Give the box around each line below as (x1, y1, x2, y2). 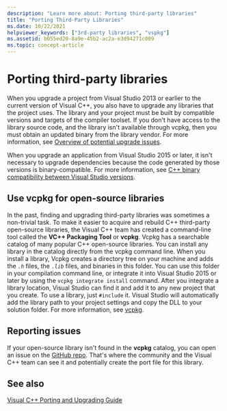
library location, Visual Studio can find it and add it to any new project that (7, 284, 215, 292)
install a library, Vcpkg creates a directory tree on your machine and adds (7, 254, 214, 262)
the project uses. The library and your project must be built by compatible (7, 108, 215, 116)
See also (7, 377, 44, 389)
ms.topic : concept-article (7, 42, 84, 49)
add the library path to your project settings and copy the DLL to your (7, 298, 202, 306)
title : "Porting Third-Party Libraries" (7, 16, 124, 23)
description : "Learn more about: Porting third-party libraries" (7, 10, 197, 17)
